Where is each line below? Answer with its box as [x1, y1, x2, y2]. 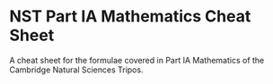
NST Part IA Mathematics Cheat [9, 6, 251, 27]
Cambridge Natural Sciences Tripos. [9, 64, 144, 75]
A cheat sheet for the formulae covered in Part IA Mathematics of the [9, 55, 265, 65]
